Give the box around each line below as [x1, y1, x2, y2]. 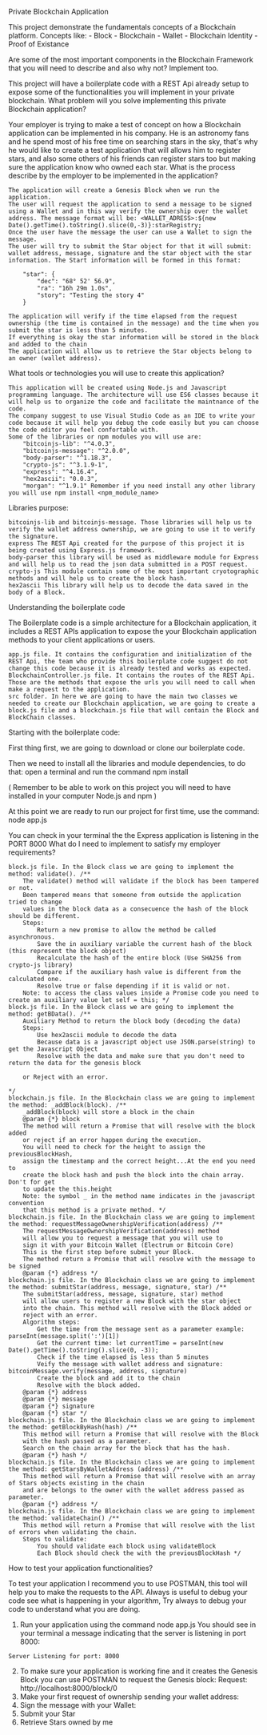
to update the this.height [22, 1185, 113, 1193]
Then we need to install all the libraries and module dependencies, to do [8, 759, 246, 767]
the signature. [8, 532, 59, 540]
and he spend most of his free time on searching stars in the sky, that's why [8, 137, 258, 146]
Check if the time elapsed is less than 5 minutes [37, 1353, 209, 1361]
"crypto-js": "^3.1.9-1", [22, 461, 110, 469]
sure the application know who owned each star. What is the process [8, 162, 236, 171]
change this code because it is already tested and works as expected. [8, 664, 252, 672]
